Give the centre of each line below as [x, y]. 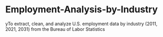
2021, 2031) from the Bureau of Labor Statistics [55, 29]
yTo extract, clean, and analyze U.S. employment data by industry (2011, [81, 24]
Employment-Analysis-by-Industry [81, 10]
